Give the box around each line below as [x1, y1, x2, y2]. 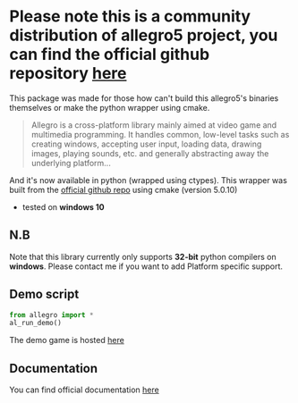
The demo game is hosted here [9, 335, 125, 346]
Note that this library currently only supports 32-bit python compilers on [9, 251, 277, 262]
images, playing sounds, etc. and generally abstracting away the [30, 147, 269, 158]
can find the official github [9, 45, 210, 64]
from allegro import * [9, 310, 94, 319]
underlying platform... [30, 157, 112, 168]
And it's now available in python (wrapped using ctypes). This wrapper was [9, 174, 288, 185]
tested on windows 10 [21, 201, 105, 212]
